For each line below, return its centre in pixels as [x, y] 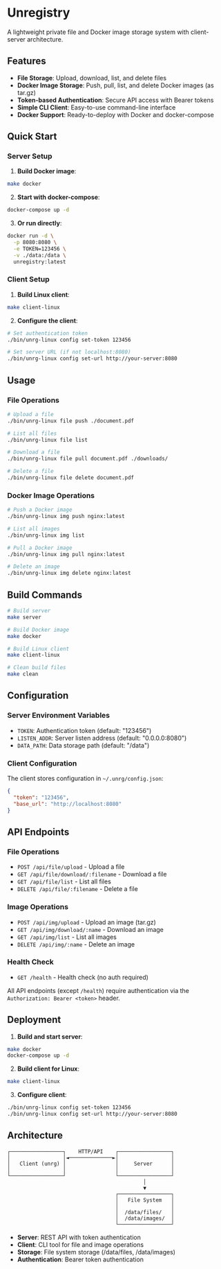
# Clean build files [37, 668]
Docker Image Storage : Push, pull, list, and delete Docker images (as [115, 85]
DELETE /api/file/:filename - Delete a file [77, 889]
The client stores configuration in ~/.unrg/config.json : [85, 779]
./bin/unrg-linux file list [48, 440]
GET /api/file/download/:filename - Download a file [92, 874]
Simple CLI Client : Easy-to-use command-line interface [96, 107]
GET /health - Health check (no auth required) [83, 977]
